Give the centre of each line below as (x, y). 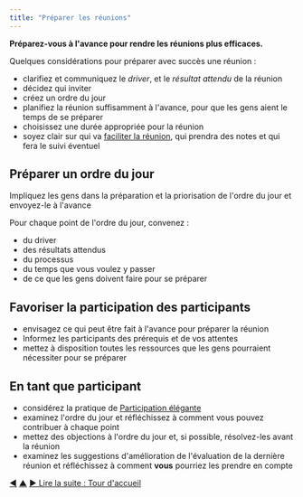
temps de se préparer (63, 117)
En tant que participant (76, 386)
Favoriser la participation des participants (130, 307)
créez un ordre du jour (64, 98)
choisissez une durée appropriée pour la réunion (113, 127)
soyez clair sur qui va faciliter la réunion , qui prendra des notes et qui (151, 136)
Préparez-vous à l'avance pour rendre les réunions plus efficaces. (137, 43)
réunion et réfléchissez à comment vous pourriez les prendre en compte (158, 465)
